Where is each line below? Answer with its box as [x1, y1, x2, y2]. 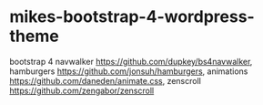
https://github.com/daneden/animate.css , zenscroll [9, 75, 202, 86]
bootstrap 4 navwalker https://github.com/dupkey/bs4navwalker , [9, 56, 253, 67]
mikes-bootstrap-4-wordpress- [9, 6, 255, 27]
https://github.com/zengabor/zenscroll [9, 85, 155, 96]
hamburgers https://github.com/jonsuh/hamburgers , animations [9, 66, 248, 77]
